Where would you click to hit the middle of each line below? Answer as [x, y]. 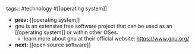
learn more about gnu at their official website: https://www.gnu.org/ [106, 38]
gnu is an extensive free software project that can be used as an [93, 26]
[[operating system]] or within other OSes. [67, 32]
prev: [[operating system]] [47, 20]
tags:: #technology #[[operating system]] [56, 9]
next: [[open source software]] [53, 45]
